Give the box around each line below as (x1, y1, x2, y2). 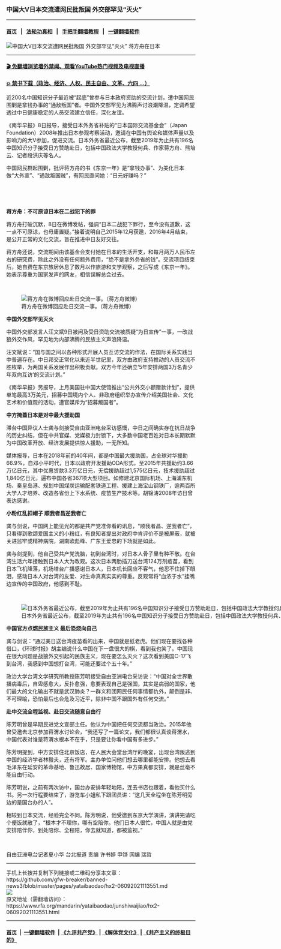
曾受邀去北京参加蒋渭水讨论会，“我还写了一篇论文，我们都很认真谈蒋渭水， (6, 728, 193, 735)
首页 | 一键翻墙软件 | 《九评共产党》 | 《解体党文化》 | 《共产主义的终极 (6, 929, 186, 936)
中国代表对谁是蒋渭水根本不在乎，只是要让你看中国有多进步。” (6, 736, 159, 743)
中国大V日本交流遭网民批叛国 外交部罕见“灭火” (6, 5, 142, 13)
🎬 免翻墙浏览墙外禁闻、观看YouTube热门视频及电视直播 (6, 63, 145, 70)
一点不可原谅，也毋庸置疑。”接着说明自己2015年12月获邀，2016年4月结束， (6, 228, 191, 235)
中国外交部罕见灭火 (6, 316, 54, 323)
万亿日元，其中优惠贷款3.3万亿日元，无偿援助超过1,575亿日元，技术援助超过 (6, 467, 195, 474)
